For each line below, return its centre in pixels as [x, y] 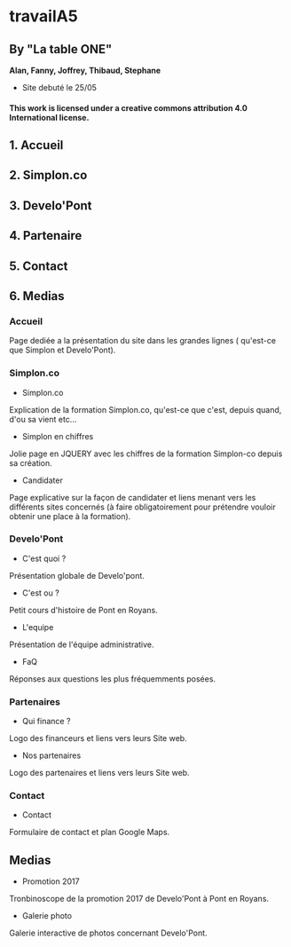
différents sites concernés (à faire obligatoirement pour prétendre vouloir [143, 507]
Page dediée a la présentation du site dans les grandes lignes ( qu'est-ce [143, 341]
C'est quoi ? [44, 558]
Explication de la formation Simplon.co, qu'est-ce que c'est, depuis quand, [145, 409]
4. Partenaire [46, 236]
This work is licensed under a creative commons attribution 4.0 [129, 107]
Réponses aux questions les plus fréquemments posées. [112, 679]
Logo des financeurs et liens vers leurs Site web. [98, 738]
